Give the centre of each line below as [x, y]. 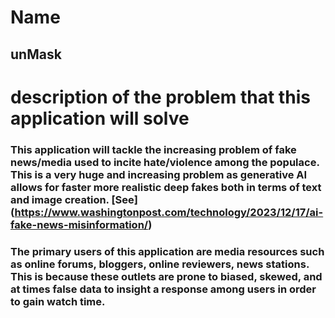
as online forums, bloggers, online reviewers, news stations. [160, 264]
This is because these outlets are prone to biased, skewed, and [166, 276]
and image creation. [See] [74, 199]
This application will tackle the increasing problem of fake [153, 149]
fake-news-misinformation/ [79, 224]
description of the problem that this [160, 97]
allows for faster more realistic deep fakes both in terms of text [166, 187]
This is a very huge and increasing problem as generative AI [159, 174]
